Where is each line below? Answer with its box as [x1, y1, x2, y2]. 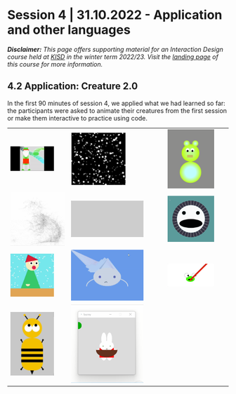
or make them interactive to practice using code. [7, 114, 148, 122]
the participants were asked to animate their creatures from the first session [7, 106, 227, 115]
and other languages [7, 22, 131, 38]
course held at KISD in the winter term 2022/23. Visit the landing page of [7, 53, 219, 61]
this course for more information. [7, 60, 103, 68]
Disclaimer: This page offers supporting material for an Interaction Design [7, 45, 223, 53]
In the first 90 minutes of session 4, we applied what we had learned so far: [7, 99, 226, 107]
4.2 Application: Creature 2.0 [7, 81, 138, 93]
